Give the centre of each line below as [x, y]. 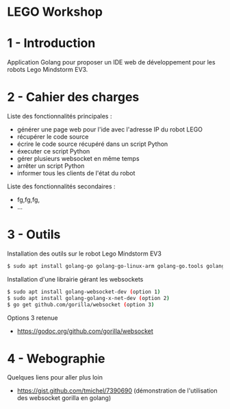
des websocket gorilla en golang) [64, 398]
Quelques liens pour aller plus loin [55, 377]
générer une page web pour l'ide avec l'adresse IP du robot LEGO [110, 129]
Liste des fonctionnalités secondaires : [61, 186]
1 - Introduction [51, 44]
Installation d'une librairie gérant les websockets [75, 279]
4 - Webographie [56, 359]
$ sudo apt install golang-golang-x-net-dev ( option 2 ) [88, 298]
